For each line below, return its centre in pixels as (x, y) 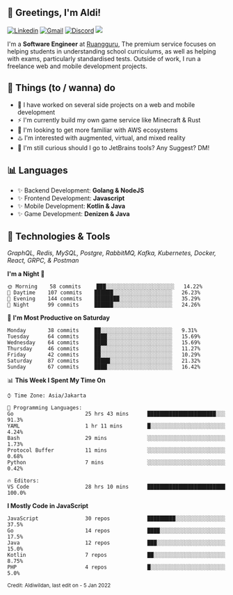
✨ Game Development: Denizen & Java (73, 214)
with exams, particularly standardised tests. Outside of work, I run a (104, 58)
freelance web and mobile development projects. (78, 66)
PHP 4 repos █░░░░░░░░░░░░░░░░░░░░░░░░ (116, 567)
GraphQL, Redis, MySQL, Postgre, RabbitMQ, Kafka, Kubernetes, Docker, (112, 253)
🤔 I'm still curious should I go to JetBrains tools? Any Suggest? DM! (113, 147)
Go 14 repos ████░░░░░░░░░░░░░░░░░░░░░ (116, 531)
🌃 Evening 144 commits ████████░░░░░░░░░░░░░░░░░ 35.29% (104, 299)
